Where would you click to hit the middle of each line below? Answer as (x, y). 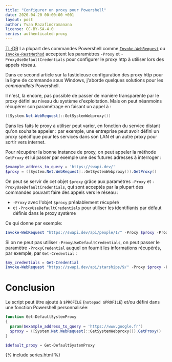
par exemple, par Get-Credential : (41, 253)
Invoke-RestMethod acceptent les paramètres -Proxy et (63, 54)
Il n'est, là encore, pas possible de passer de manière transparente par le (82, 96)
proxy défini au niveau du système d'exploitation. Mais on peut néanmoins (84, 101)
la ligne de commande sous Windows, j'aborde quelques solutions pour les (84, 80)
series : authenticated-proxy (36, 34)
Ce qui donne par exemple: (34, 223)
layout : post (19, 19)
